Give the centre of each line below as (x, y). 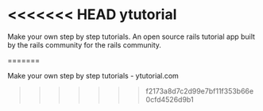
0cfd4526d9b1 (170, 99)
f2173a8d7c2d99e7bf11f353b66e (200, 91)
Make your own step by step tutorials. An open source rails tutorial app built (131, 36)
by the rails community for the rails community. (85, 44)
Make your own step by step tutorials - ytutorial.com (93, 75)
